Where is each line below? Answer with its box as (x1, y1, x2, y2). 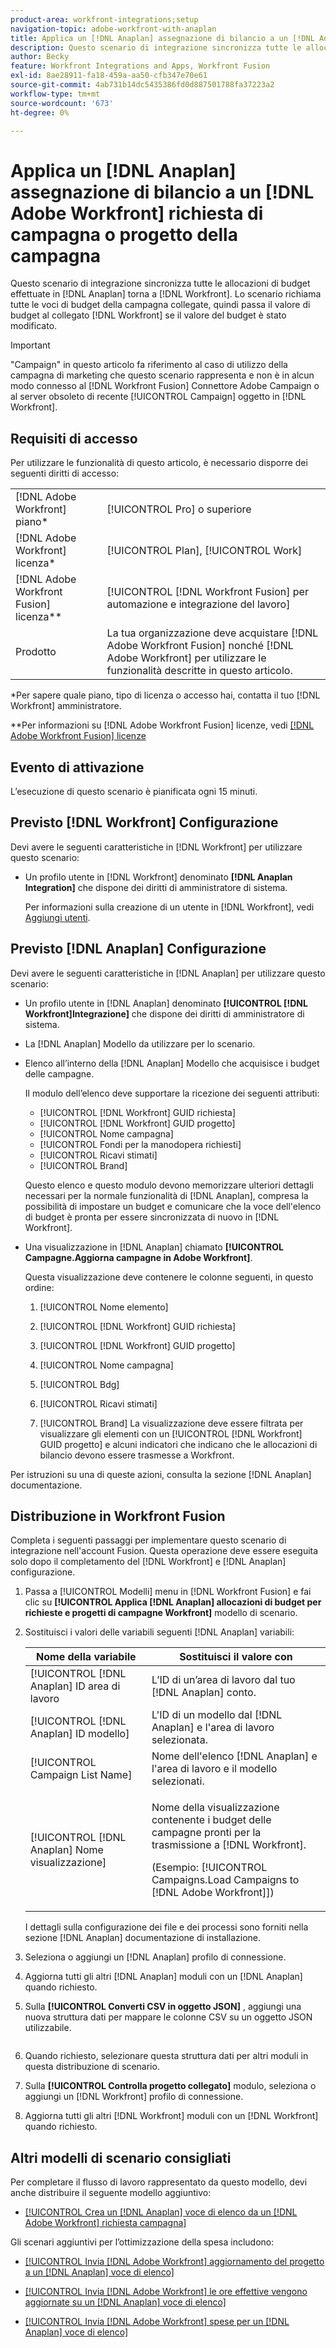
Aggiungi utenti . (24, 911, 91, 923)
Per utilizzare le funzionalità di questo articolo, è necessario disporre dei (10, 457, 308, 469)
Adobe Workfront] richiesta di (10, 202, 264, 225)
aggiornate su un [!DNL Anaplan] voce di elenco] (24, 2296, 227, 2308)
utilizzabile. (24, 2022, 72, 2034)
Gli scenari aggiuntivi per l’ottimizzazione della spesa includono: (10, 2236, 275, 2248)
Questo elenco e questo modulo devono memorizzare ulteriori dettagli (24, 1179, 314, 1191)
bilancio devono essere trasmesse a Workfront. (39, 1449, 235, 1461)
